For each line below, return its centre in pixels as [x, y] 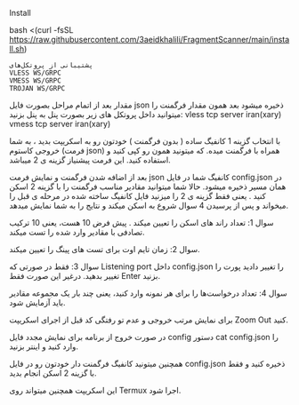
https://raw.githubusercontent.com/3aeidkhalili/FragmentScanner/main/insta [149, 40]
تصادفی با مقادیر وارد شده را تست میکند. [77, 232]
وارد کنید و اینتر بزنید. [44, 346]
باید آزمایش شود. [37, 302]
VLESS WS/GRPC [36, 73]
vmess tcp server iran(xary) [60, 124]
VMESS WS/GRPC [36, 81]
